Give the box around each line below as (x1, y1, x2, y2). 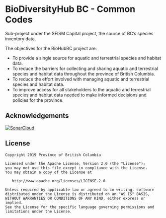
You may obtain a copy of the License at (5, 170, 92, 175)
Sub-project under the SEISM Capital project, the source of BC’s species (5, 30, 154, 36)
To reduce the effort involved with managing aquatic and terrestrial (12, 76, 150, 82)
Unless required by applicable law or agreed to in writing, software (5, 187, 155, 192)
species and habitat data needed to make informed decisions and (12, 92, 147, 98)
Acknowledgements (5, 112, 69, 120)
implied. (5, 200, 23, 205)
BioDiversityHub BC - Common (5, 3, 136, 15)
